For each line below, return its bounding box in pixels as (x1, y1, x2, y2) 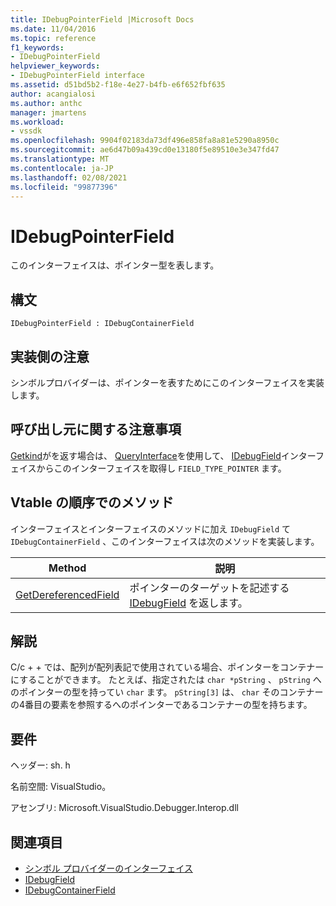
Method (48, 561, 87, 575)
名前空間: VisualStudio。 (10, 781, 112, 793)
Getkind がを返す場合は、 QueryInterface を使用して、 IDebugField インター (10, 449, 316, 461)
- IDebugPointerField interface (10, 71, 145, 81)
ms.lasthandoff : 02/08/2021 (10, 172, 128, 183)
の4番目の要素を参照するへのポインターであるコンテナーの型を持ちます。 (10, 699, 313, 711)
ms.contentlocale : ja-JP (10, 163, 114, 173)
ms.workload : (10, 117, 65, 127)
